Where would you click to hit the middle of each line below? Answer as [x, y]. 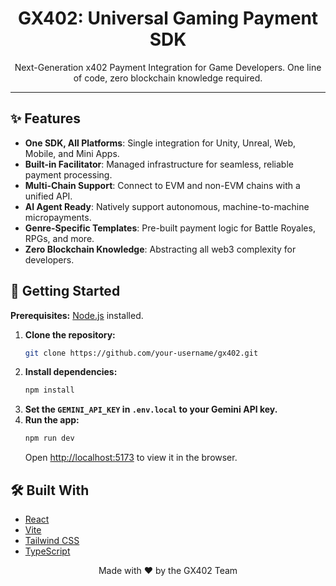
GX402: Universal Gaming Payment [168, 18]
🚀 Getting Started [65, 291]
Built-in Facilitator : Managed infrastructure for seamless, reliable [159, 164]
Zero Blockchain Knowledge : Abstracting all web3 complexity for [160, 249]
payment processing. [68, 174]
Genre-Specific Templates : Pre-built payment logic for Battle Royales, [170, 228]
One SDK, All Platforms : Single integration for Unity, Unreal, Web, [160, 143]
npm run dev [49, 438]
